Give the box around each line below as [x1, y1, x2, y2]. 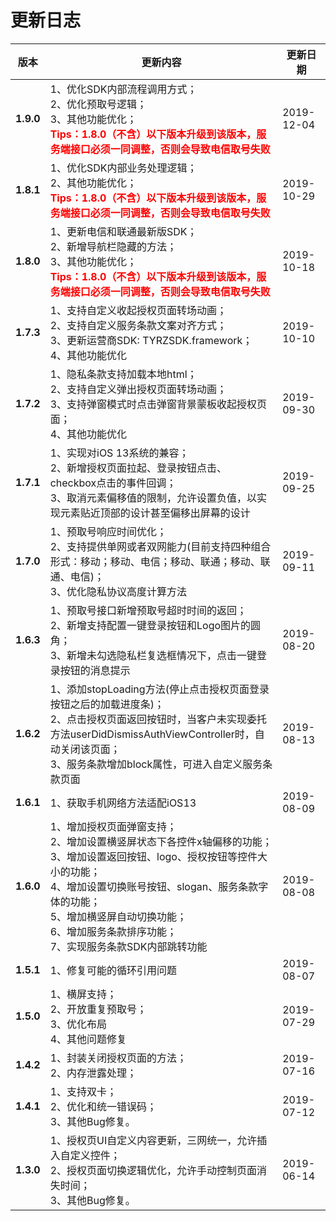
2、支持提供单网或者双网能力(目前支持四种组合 [49, 539, 272, 553]
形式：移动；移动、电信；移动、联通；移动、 [49, 554, 261, 568]
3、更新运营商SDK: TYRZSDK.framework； [49, 333, 253, 347]
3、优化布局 [49, 1017, 108, 1031]
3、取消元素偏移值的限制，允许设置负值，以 [49, 491, 258, 505]
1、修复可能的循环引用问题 [49, 963, 178, 977]
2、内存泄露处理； [49, 1066, 138, 1080]
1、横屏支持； [49, 987, 118, 1001]
